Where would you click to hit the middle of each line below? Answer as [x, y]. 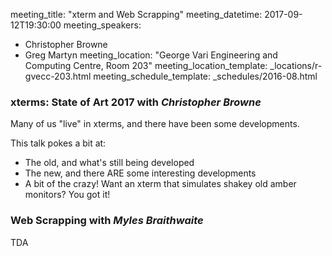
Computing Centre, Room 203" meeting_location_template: [146, 65]
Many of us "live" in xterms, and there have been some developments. [155, 124]
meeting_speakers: [102, 25]
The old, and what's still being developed [109, 163]
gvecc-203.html [58, 76]
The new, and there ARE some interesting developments [140, 173]
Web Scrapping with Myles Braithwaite [107, 221]
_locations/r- [296, 65]
